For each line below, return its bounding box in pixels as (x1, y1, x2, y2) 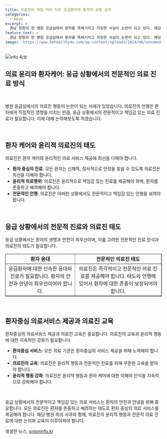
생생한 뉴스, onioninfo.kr (5, 429, 54, 434)
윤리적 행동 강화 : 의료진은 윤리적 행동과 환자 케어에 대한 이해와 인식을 (12, 373, 146, 378)
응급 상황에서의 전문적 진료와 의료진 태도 (5, 222, 121, 231)
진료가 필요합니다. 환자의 (10, 273, 65, 280)
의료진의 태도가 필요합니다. (5, 243, 57, 249)
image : (5, 40, 19, 45)
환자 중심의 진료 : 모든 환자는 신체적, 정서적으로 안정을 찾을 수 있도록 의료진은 (12, 166, 161, 172)
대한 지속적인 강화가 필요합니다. (10, 337, 72, 343)
